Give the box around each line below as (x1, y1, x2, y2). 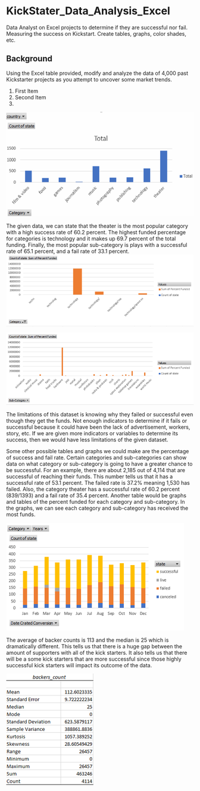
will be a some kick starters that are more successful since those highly (6, 655, 182, 663)
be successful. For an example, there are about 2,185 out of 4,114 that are (6, 467, 186, 474)
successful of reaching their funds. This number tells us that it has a (6, 473, 173, 480)
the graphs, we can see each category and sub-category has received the (6, 504, 189, 512)
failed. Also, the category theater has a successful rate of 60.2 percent (6, 486, 180, 493)
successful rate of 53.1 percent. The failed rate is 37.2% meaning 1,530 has (6, 479, 190, 486)
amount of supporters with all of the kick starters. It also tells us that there (6, 649, 187, 657)
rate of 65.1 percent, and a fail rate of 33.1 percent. (6, 247, 130, 255)
